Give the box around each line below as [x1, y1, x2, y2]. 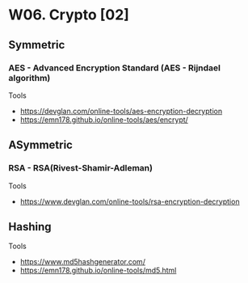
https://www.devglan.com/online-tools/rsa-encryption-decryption [19, 196, 240, 206]
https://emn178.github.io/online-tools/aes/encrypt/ [19, 115, 188, 125]
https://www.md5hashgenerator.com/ [19, 257, 145, 267]
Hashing [8, 220, 52, 234]
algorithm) [8, 72, 51, 83]
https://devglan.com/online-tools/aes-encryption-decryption [19, 106, 223, 116]
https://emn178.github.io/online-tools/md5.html [19, 265, 177, 276]
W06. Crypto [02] [8, 6, 129, 24]
